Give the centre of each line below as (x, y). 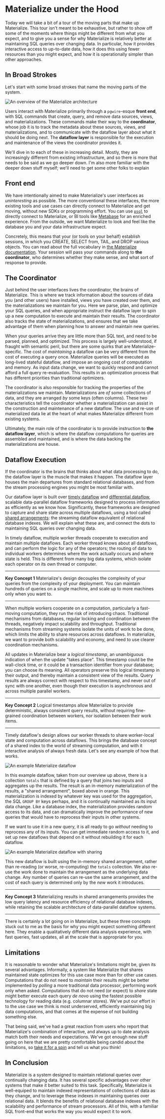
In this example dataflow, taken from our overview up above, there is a (76, 775)
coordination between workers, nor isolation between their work (86, 716)
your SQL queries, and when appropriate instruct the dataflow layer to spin (81, 311)
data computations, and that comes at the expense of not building (72, 1011)
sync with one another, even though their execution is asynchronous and (79, 686)
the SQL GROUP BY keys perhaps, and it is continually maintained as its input (81, 801)
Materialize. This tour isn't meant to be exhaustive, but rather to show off (79, 28)
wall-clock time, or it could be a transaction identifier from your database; (80, 665)
